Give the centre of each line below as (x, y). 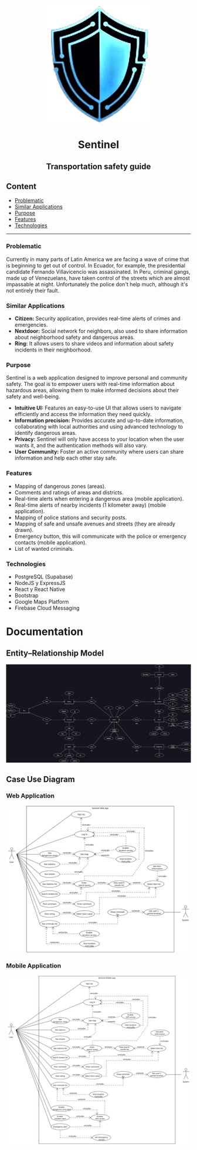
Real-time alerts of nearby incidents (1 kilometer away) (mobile (90, 505)
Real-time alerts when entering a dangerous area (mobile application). (99, 498)
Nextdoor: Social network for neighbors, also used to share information (101, 331)
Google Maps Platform (42, 601)
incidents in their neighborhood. (53, 350)
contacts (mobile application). (50, 542)
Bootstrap (26, 595)
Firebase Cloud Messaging (47, 608)
